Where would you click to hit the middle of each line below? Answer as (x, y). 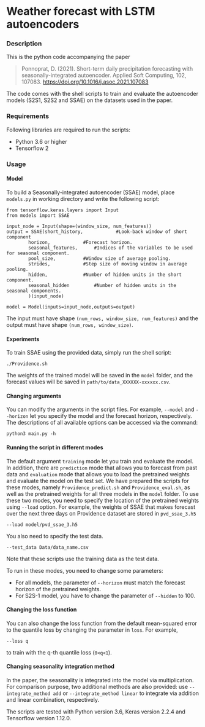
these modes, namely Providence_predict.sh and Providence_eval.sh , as (99, 487)
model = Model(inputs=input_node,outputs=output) (71, 307)
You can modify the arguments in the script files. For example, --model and (100, 409)
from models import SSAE (38, 215)
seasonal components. (34, 291)
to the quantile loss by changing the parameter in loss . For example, (92, 630)
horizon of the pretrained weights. (58, 589)
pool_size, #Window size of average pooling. (100, 258)
